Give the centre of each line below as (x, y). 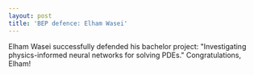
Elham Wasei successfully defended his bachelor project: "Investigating (127, 46)
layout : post (30, 16)
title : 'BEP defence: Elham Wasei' (68, 23)
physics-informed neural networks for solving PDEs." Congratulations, (125, 55)
